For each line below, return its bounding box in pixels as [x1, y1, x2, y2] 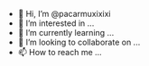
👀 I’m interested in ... [17, 18, 95, 29]
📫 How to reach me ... [17, 47, 102, 57]
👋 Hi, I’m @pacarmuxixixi [17, 9, 111, 19]
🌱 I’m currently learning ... [17, 28, 115, 37]
